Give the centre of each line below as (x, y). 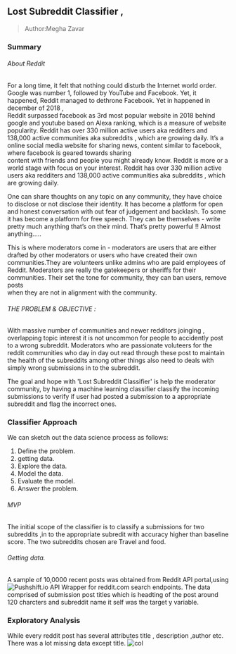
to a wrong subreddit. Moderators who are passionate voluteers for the (110, 345)
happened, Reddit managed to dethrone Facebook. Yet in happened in (109, 100)
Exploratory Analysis (44, 620)
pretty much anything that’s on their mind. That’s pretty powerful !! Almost (114, 226)
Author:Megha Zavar (54, 28)
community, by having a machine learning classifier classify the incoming (113, 389)
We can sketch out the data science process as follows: (88, 438)
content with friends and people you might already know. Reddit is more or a (118, 160)
